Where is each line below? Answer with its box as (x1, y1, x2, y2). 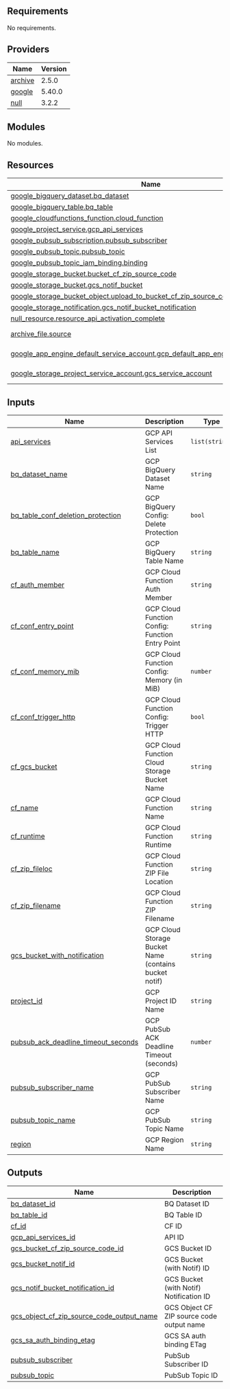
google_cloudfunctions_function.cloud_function (10, 213, 164, 223)
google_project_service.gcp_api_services (10, 224, 144, 234)
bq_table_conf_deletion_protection (10, 511, 121, 520)
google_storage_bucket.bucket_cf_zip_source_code (10, 269, 177, 279)
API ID (164, 1232, 185, 1241)
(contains (144, 959, 176, 969)
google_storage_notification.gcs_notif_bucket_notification (10, 303, 196, 312)
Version (40, 64, 67, 73)
